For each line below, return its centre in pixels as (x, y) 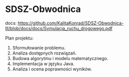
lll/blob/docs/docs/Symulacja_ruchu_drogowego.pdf (59, 28)
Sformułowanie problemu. (39, 47)
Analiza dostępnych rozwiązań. (44, 53)
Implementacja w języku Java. (43, 63)
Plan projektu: (19, 38)
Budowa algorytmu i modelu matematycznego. (60, 58)
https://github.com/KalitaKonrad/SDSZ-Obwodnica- (71, 23)
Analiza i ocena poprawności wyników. (52, 69)
